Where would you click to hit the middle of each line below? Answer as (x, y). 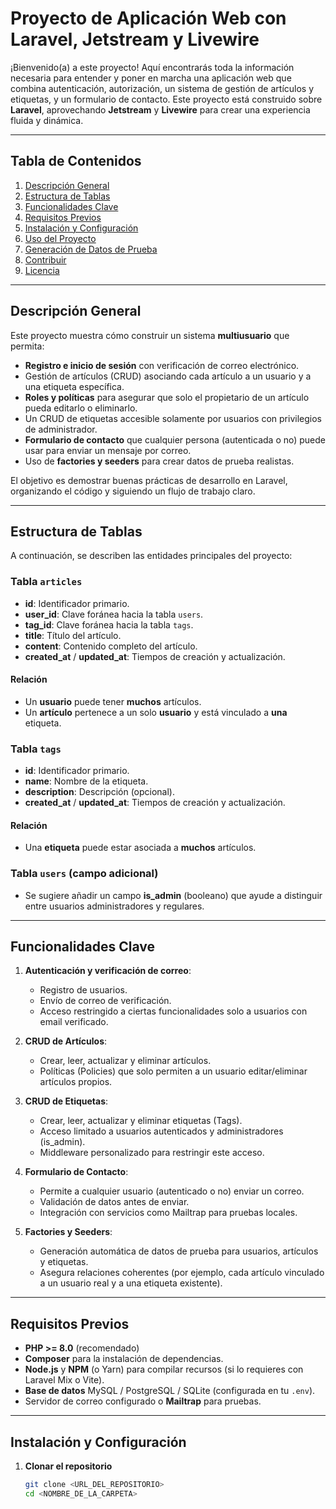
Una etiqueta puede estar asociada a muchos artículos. (140, 848)
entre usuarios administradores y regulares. (114, 906)
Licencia (42, 270)
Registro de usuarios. (83, 990)
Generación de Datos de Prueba (91, 249)
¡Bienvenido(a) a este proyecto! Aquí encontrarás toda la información (152, 67)
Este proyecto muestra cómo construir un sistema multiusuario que (150, 335)
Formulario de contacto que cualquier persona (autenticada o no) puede (175, 439)
